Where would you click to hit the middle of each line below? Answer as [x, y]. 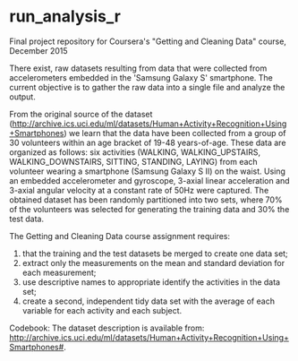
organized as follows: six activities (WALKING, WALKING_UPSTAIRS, [135, 152]
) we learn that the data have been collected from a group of [175, 133]
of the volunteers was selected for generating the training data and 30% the [149, 209]
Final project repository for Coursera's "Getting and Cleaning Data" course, [148, 41]
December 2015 [39, 50]
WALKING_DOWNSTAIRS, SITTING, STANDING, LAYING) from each [133, 161]
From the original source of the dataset [81, 114]
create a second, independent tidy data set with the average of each [149, 301]
